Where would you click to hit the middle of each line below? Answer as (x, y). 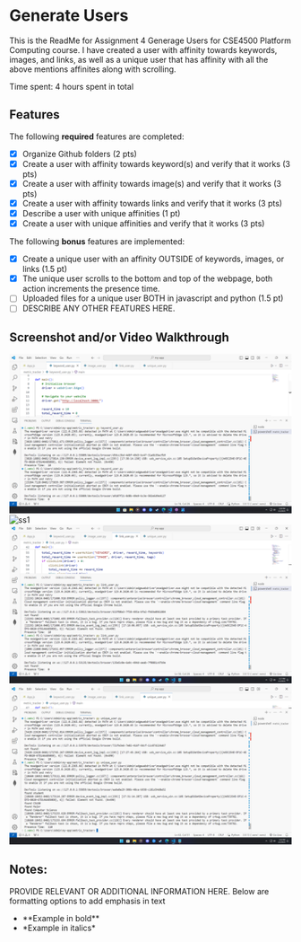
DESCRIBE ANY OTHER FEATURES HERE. (99, 308)
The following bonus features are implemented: (97, 242)
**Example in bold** (61, 918)
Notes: (28, 870)
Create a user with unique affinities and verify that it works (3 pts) (143, 224)
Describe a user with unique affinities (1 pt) (101, 213)
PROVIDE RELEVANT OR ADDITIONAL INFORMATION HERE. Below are (139, 891)
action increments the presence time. (91, 289)
